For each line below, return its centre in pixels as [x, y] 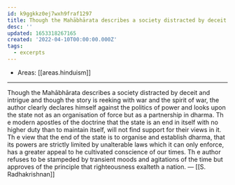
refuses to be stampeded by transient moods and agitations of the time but [115, 159]
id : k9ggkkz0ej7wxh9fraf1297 [50, 14]
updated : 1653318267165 [42, 33]
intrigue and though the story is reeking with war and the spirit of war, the [113, 100]
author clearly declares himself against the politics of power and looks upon [116, 107]
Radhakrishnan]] [31, 174]
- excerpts [29, 53]
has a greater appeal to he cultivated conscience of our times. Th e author [114, 151]
